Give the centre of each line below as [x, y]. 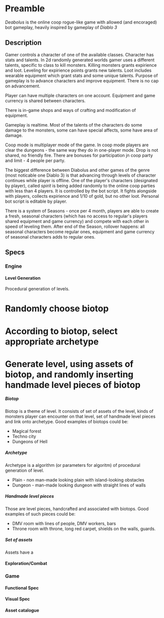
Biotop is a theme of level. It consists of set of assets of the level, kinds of [79, 411]
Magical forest [27, 431]
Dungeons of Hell [30, 441]
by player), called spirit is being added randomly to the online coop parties [80, 186]
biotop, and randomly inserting [69, 374]
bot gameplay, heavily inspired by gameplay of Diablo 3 [61, 27]
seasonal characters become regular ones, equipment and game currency [80, 232]
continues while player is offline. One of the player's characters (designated [82, 180]
